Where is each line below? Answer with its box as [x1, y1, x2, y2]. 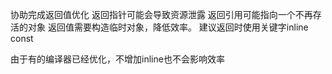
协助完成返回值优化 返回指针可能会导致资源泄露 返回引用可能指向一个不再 [10, 9, 313, 20]
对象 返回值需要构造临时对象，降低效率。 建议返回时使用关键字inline [27, 21, 309, 33]
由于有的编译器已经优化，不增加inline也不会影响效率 [10, 53, 225, 65]
